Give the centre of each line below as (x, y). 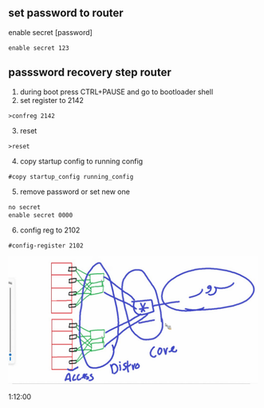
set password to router (66, 13)
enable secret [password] (51, 32)
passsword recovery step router (90, 72)
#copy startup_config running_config (71, 176)
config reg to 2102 (50, 230)
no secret (25, 207)
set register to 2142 (51, 100)
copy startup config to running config (81, 161)
